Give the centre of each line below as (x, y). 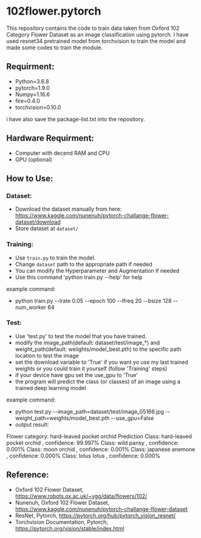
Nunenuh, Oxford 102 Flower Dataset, (62, 502)
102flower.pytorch (54, 11)
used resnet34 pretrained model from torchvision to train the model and (96, 41)
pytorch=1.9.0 (32, 88)
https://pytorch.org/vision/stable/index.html (70, 528)
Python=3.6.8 (32, 81)
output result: (32, 424)
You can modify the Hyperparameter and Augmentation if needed (97, 271)
